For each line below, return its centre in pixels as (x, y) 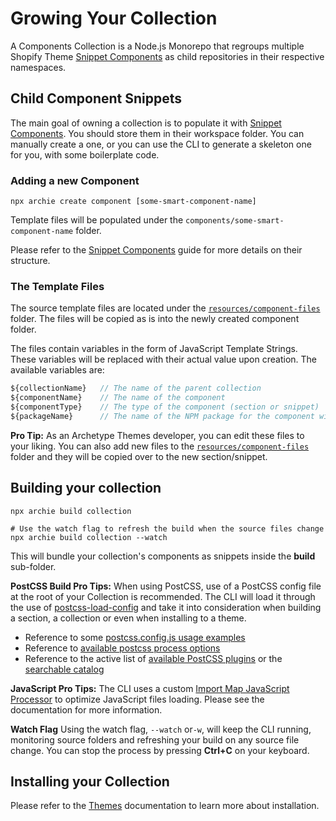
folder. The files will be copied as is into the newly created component (155, 319)
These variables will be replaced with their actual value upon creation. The (164, 359)
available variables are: (57, 370)
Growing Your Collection (114, 18)
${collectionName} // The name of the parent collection (136, 388)
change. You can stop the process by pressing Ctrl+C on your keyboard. (160, 750)
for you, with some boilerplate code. (85, 154)
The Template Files (57, 286)
